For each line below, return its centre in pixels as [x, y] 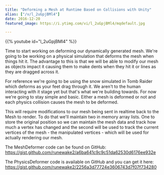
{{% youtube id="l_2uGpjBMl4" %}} [41, 42]
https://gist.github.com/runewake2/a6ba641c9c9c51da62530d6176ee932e [81, 152]
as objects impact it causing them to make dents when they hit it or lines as [81, 67]
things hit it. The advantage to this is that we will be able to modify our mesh [82, 61]
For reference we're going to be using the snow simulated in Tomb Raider [79, 81]
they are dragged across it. [32, 72]
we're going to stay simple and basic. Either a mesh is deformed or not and [81, 97]
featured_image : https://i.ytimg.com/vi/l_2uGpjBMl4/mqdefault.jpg [75, 23]
